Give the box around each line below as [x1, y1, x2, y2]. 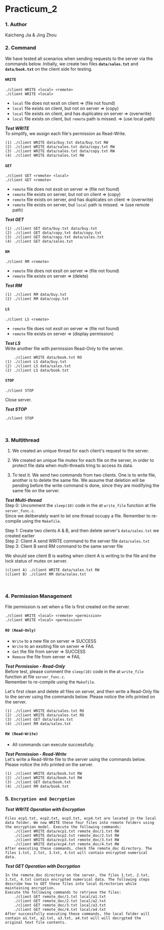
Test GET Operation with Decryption [5, 863, 81, 869]
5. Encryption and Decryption [5, 795, 75, 802]
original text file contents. [5, 920, 67, 925]
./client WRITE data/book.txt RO [14, 355, 82, 360]
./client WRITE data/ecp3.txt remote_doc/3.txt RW [14, 838, 119, 843]
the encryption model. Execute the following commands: [5, 824, 121, 830]
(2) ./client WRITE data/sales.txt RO [5, 712, 84, 718]
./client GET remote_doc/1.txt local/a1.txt [14, 894, 106, 900]
